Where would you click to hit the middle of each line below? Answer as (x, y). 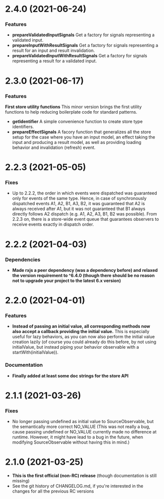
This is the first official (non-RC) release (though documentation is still (84, 475)
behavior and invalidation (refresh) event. (54, 147)
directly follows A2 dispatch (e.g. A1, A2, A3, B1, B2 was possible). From (84, 214)
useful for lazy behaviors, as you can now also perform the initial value (83, 337)
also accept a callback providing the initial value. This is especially (81, 332)
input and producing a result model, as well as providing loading (77, 142)
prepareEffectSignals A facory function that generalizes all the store (82, 132)
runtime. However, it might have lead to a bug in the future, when (78, 437)
